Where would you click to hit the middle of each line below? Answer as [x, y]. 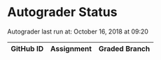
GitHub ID [27, 48]
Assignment [71, 48]
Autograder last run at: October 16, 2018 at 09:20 [78, 31]
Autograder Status [62, 12]
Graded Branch [124, 48]
